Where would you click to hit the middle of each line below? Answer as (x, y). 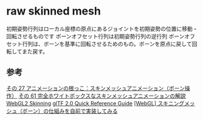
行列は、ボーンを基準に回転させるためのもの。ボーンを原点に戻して (107, 44)
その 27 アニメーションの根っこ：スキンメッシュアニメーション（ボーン (96, 88)
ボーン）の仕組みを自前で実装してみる (70, 111)
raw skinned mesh (54, 11)
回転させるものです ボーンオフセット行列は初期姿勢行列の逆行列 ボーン (95, 36)
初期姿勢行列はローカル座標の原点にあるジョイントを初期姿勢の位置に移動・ (102, 28)
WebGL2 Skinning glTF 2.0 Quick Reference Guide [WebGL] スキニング (95, 103)
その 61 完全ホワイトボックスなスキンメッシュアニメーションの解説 (102, 96)
